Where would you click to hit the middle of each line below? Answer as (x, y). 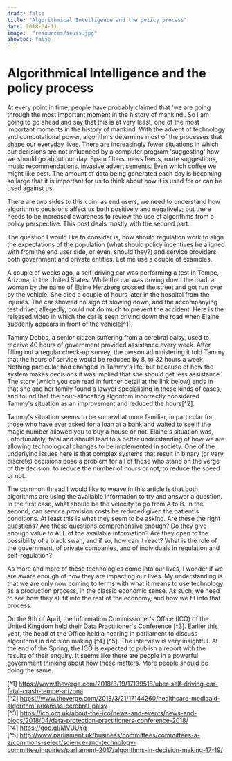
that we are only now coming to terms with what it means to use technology (115, 584)
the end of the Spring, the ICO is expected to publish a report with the (107, 648)
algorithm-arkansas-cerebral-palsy (57, 706)
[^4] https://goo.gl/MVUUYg (47, 728)
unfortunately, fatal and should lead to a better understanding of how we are (116, 439)
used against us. (30, 188)
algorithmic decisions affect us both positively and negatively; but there (109, 209)
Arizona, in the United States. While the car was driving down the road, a (111, 280)
